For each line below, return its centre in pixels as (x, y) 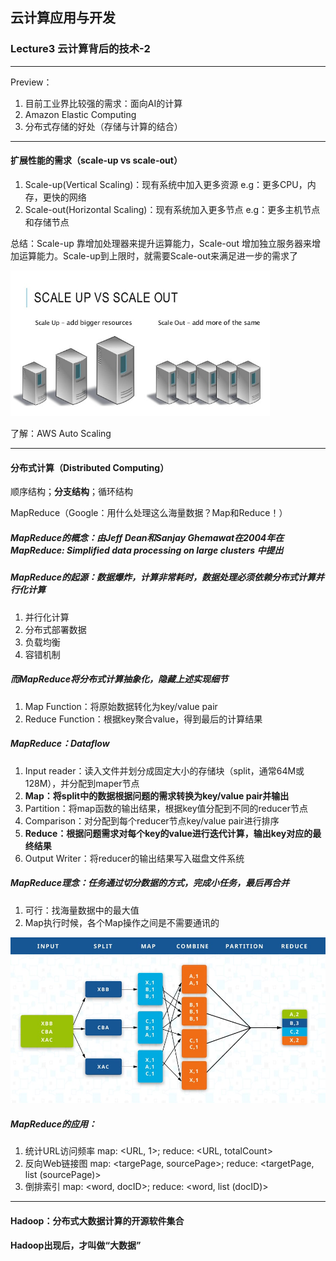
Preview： (31, 82)
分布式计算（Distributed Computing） (90, 467)
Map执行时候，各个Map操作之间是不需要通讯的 (122, 922)
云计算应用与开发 (63, 18)
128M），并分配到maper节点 (82, 783)
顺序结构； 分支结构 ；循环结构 (71, 492)
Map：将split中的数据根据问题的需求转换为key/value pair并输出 (157, 795)
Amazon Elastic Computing (80, 114)
